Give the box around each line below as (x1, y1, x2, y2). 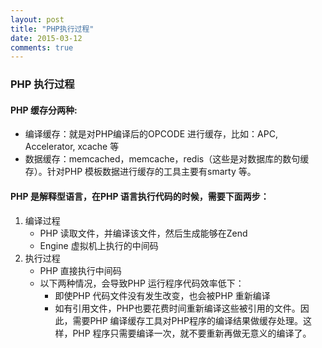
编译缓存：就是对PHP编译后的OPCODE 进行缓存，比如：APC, (24, 128, 278, 140)
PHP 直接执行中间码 (39, 264, 122, 276)
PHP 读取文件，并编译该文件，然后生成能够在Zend (39, 227, 248, 239)
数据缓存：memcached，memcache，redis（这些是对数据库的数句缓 (24, 153, 310, 165)
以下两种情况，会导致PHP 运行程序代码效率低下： (39, 277, 245, 289)
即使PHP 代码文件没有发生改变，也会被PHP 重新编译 (54, 289, 271, 301)
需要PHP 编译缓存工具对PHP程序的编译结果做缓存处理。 (72, 314, 303, 326)
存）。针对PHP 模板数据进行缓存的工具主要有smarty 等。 (24, 166, 257, 178)
